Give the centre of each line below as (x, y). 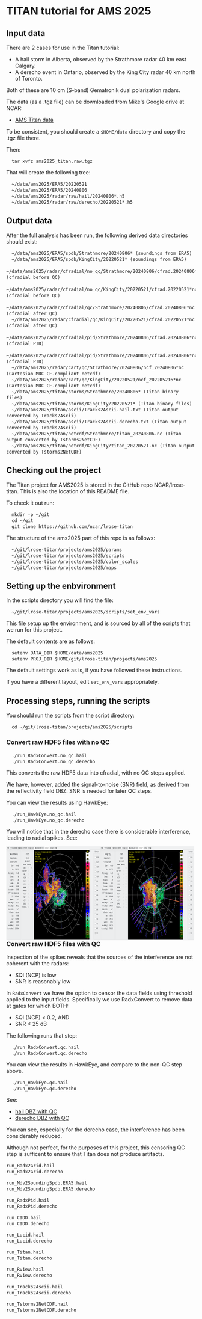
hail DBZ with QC (36, 1111)
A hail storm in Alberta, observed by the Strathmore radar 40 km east (100, 59)
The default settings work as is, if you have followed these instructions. (94, 670)
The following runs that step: (42, 1035)
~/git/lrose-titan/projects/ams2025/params (67, 549)
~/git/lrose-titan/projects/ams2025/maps (64, 567)
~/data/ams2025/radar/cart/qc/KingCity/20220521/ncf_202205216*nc (96, 380)
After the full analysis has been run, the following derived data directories (97, 235)
